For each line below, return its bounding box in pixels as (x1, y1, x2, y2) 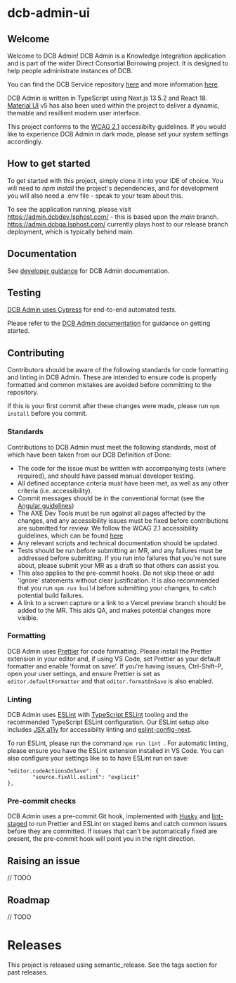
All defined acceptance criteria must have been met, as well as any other (17, 478, 228, 487)
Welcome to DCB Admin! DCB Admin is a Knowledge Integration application (7, 51, 226, 60)
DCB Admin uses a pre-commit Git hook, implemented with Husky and (7, 812, 211, 820)
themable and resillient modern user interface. (7, 109, 141, 117)
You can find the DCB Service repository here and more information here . (7, 80, 220, 89)
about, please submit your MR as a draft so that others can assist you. (17, 561, 220, 569)
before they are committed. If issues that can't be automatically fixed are (7, 827, 218, 835)
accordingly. (7, 137, 44, 146)
